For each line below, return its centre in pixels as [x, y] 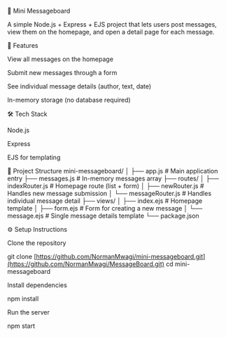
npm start [21, 326]
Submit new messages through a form [62, 73]
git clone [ [22, 257]
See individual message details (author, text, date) [79, 86]
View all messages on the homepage [61, 59]
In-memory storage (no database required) [69, 100]
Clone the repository [37, 243]
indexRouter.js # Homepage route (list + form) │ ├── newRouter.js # [106, 186]
